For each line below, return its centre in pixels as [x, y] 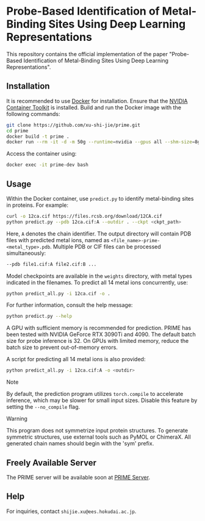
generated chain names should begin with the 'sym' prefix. [80, 444]
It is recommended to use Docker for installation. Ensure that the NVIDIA [97, 101]
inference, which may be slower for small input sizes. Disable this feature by [102, 400]
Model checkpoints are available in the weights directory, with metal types [99, 276]
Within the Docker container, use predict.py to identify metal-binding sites [100, 198]
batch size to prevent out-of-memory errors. [62, 347]
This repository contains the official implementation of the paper [87, 54]
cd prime [17, 131]
